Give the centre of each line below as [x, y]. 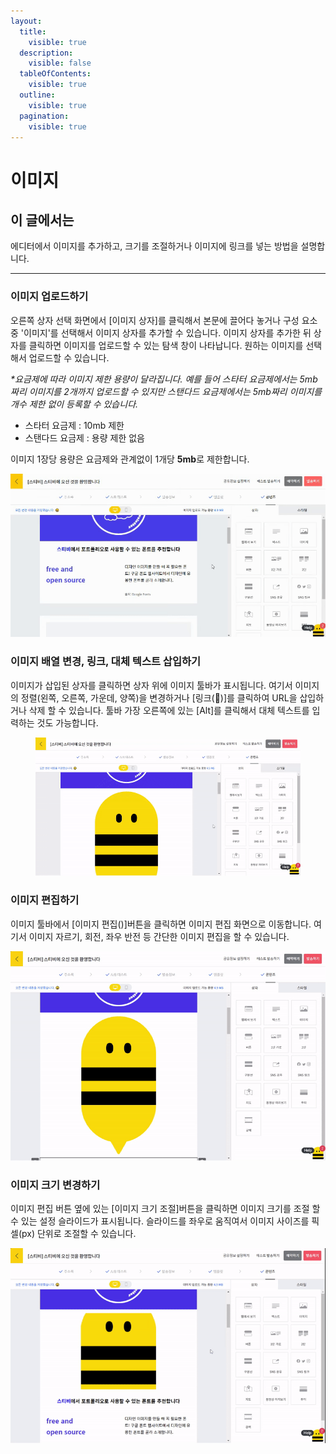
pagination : [44, 116]
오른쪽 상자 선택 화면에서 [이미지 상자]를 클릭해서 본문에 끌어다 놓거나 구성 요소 [164, 320]
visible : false [60, 63]
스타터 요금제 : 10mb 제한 [74, 425]
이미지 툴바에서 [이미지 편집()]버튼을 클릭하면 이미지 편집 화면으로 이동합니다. [161, 924]
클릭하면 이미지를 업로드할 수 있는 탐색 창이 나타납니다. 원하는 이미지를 [166, 345]
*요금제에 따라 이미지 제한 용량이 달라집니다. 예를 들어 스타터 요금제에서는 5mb [164, 379]
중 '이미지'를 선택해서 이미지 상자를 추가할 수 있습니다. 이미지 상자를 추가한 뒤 [161, 332]
